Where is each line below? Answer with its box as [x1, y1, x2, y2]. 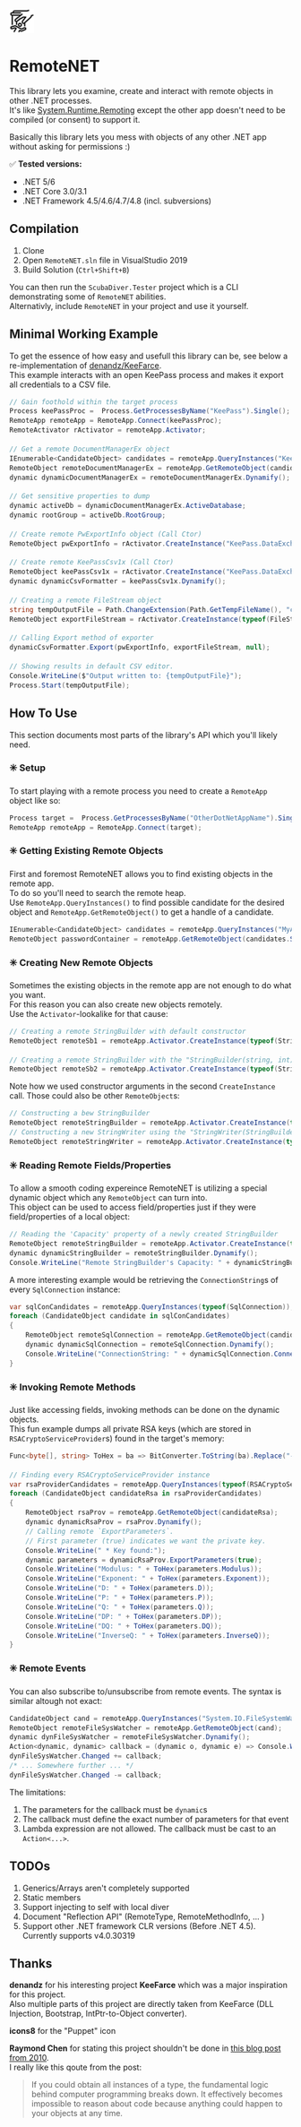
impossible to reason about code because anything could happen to [30, 2098, 283, 2109]
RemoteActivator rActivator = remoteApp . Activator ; [9, 426, 206, 435]
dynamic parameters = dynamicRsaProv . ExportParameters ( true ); [25, 1555, 262, 1564]
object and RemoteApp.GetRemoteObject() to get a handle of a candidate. [9, 906, 274, 917]
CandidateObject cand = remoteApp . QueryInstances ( [9, 1714, 202, 1723]
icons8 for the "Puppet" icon [9, 2026, 116, 2037]
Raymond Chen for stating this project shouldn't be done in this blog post [9, 2043, 281, 2054]
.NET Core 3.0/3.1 [21, 185, 88, 196]
